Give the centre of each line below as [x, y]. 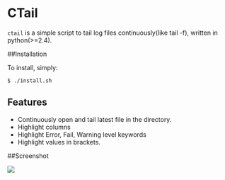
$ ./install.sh [30, 80]
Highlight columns [44, 127]
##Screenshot [28, 156]
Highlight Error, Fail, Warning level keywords [82, 134]
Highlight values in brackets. [59, 142]
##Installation [27, 54]
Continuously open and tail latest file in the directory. [94, 119]
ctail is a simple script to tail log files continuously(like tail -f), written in [112, 33]
